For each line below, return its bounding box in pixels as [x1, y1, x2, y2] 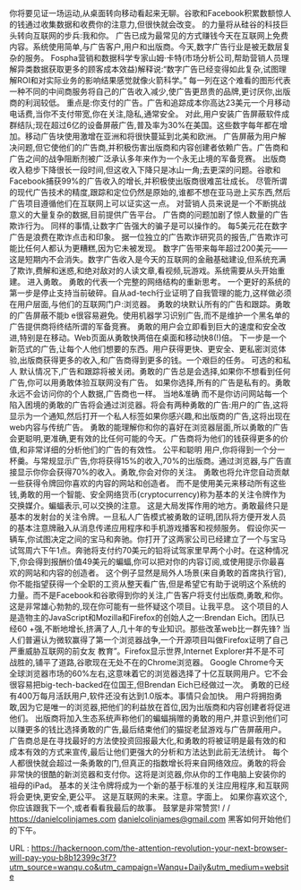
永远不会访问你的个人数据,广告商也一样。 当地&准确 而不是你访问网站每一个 [9, 389, 288, 398]
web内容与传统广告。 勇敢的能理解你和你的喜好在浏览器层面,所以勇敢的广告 [9, 422, 288, 432]
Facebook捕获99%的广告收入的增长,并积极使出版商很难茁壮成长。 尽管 [9, 175, 272, 186]
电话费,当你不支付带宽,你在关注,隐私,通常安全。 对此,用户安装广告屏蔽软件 [9, 108, 282, 119]
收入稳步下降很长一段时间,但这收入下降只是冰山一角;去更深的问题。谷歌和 [9, 165, 281, 175]
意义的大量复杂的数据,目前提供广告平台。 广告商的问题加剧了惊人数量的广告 [9, 210, 288, 219]
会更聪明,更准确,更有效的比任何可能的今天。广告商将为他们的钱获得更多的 [9, 433, 281, 443]
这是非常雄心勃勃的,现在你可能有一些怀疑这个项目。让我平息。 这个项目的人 [9, 601, 288, 612]
